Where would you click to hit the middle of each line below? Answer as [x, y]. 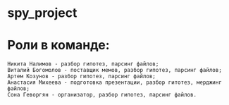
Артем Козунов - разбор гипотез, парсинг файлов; [82, 76]
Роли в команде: [59, 45]
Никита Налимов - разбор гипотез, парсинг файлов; [83, 64]
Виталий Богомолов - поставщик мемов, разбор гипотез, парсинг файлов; [114, 70]
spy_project [42, 13]
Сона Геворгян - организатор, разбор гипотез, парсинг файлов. [102, 95]
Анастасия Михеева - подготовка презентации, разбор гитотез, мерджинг [114, 82]
